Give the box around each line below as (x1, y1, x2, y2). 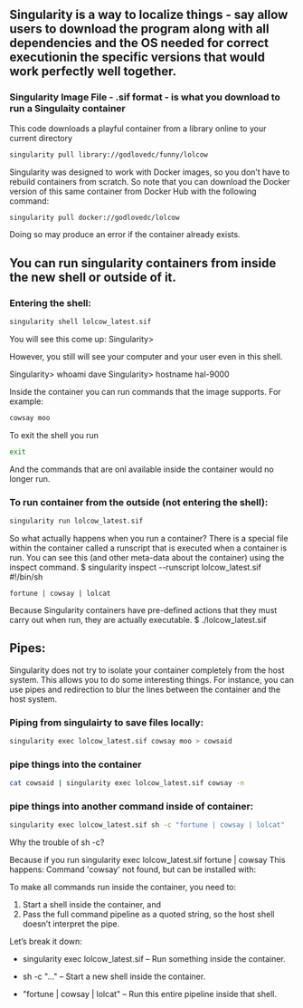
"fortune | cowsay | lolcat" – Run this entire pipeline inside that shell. (22, 989, 278, 1000)
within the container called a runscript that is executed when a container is (9, 542, 288, 553)
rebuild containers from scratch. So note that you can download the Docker (9, 176, 291, 187)
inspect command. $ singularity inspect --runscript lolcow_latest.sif (9, 562, 262, 572)
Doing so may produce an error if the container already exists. (9, 229, 241, 240)
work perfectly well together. (9, 63, 177, 80)
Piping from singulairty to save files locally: (9, 715, 204, 728)
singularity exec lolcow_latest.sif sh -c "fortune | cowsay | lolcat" (9, 821, 285, 830)
